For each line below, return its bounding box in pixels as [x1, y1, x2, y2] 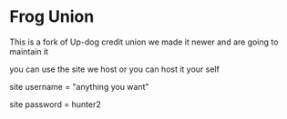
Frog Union [9, 6, 95, 27]
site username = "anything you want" [9, 81, 149, 92]
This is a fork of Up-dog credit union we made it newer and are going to [9, 36, 279, 47]
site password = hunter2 [9, 98, 102, 110]
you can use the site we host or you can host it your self [9, 64, 220, 74]
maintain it [9, 45, 48, 56]
